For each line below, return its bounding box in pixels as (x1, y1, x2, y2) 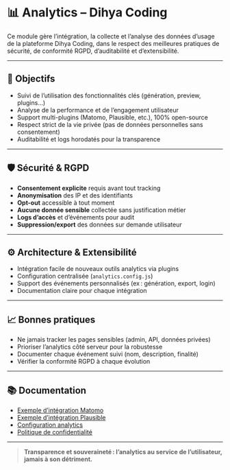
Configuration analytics (16, 421, 84, 429)
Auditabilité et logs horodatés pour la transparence (16, 134, 161, 143)
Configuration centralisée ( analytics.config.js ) (16, 272, 153, 281)
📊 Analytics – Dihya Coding (7, 5, 168, 21)
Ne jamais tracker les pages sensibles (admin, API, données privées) (16, 336, 211, 344)
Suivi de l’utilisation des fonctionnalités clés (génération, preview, (16, 91, 201, 99)
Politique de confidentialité (16, 428, 92, 436)
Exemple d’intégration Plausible (16, 414, 106, 421)
